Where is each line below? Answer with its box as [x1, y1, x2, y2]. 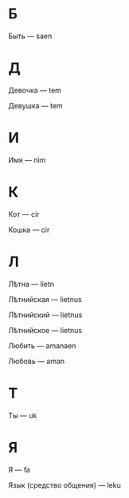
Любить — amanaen [8, 340, 76, 351]
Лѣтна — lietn [8, 279, 54, 288]
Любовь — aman [8, 356, 65, 366]
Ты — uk [8, 410, 37, 420]
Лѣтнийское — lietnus [8, 325, 82, 335]
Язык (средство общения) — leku [8, 480, 121, 490]
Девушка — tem [8, 100, 64, 110]
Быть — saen [8, 31, 53, 41]
